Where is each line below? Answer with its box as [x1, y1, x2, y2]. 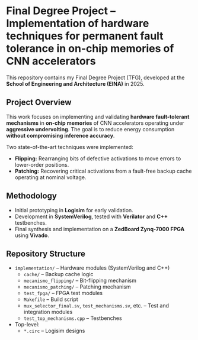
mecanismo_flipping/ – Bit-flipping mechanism [23, 277, 136, 284]
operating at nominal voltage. [14, 173, 87, 181]
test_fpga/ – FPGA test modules [23, 290, 103, 297]
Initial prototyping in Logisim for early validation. [14, 206, 133, 213]
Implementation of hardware [6, 17, 149, 30]
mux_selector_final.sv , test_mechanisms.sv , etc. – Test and [23, 302, 169, 309]
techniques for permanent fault [6, 30, 164, 43]
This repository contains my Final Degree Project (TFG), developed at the [6, 74, 185, 81]
